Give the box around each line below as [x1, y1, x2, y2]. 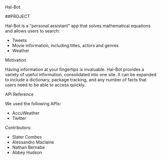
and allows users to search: [5, 28, 60, 33]
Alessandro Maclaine [12, 139, 54, 145]
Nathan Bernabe [12, 144, 45, 150]
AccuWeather [12, 110, 40, 116]
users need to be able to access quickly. [5, 82, 86, 88]
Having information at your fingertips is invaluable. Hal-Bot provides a [5, 66, 145, 72]
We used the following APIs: [5, 101, 61, 106]
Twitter [12, 115, 27, 121]
